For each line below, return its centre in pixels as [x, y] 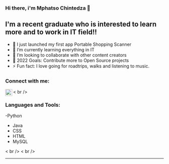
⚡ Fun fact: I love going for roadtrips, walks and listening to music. [81, 66]
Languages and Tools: [33, 105]
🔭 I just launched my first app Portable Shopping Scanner [72, 44]
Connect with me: [27, 81]
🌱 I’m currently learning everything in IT [53, 49]
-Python [14, 116]
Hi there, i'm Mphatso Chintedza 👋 [48, 8]
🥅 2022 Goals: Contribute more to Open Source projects [71, 60]
